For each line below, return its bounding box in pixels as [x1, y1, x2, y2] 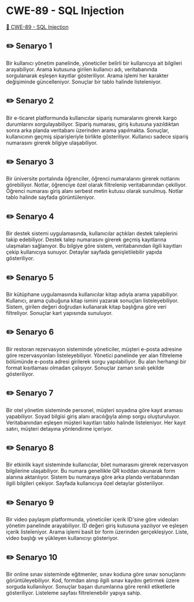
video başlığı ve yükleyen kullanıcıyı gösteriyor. [6, 535, 119, 542]
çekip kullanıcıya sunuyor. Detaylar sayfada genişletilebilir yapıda [6, 248, 162, 255]
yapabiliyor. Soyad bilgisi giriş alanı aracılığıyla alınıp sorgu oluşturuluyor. [6, 413, 181, 420]
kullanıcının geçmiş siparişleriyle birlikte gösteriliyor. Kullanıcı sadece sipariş [6, 133, 189, 140]
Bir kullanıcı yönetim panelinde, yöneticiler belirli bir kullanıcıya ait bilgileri [6, 60, 182, 67]
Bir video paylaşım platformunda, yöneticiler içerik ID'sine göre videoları [6, 516, 179, 523]
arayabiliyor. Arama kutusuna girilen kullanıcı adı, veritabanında [6, 65, 157, 72]
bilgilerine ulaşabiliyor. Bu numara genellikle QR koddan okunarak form [6, 468, 176, 475]
